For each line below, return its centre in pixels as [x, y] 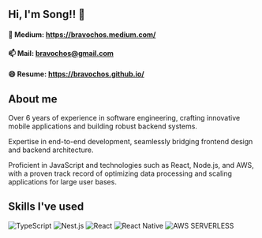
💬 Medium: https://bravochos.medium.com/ [82, 34]
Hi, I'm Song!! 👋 [47, 15]
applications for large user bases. [62, 181]
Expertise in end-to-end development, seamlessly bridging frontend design [131, 141]
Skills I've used [46, 207]
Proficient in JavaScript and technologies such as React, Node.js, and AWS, [131, 165]
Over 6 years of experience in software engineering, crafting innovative [124, 117]
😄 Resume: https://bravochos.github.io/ [76, 74]
